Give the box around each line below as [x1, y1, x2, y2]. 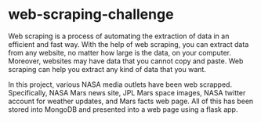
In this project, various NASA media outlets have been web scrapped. [8, 80, 233, 89]
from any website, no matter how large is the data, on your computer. [8, 48, 231, 57]
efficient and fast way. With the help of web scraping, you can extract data [8, 39, 249, 48]
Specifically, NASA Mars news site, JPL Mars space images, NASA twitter [8, 88, 246, 97]
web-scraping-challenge [8, 5, 174, 23]
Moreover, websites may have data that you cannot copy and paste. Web [8, 56, 244, 66]
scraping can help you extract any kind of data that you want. [8, 64, 206, 74]
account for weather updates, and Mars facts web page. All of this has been [8, 96, 254, 106]
